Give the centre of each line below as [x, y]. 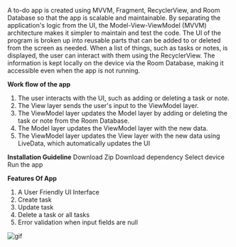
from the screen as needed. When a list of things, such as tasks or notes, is [118, 48]
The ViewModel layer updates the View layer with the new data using [119, 136]
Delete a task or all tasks [54, 215]
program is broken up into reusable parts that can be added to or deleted [114, 40]
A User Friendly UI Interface [58, 192]
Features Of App [32, 178]
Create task [34, 199]
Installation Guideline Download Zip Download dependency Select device [116, 157]
